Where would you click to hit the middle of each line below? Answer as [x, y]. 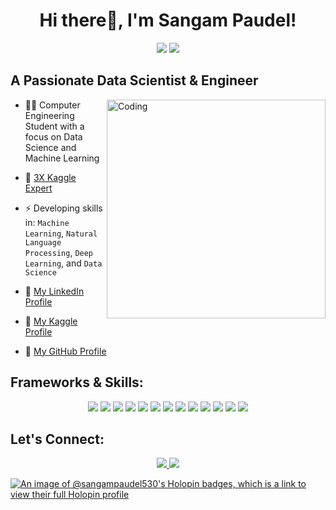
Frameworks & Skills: [77, 382]
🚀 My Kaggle [51, 321]
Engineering [49, 115]
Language [43, 242]
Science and [50, 147]
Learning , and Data [63, 263]
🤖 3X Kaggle [50, 177]
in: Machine [47, 222]
